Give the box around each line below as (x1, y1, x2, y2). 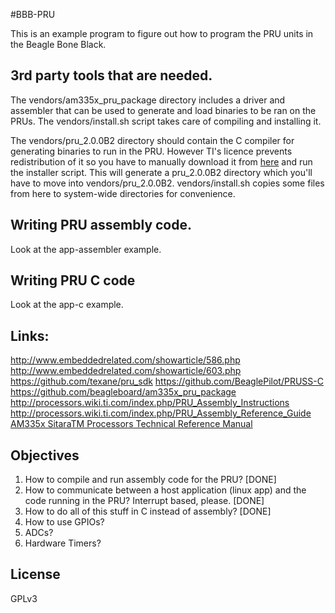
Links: (10, 327, 50, 344)
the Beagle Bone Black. (10, 39, 107, 50)
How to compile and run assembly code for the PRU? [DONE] (24, 474, 277, 486)
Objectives (10, 447, 80, 464)
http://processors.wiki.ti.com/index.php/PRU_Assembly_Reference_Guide (10, 407, 312, 419)
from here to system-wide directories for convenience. (10, 187, 236, 199)
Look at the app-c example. (10, 299, 124, 311)
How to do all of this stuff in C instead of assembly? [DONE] (24, 505, 272, 518)
